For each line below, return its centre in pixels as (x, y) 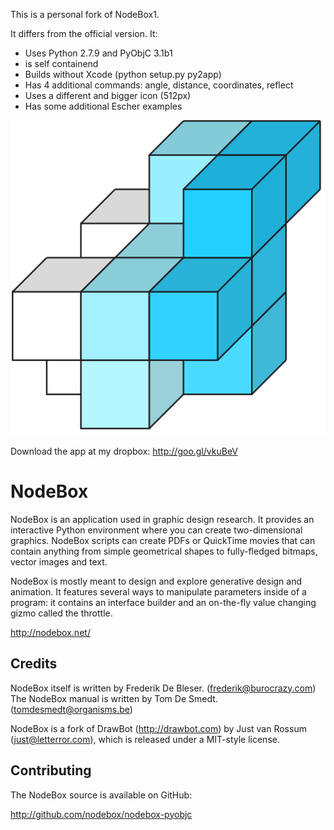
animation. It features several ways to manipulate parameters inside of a (158, 591)
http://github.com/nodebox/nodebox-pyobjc (101, 814)
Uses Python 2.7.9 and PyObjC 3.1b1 (98, 53)
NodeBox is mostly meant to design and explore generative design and (156, 581)
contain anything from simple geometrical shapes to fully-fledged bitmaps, (164, 551)
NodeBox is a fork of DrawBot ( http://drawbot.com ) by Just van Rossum (158, 728)
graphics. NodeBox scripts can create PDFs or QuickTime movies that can (163, 540)
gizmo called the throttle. (61, 613)
